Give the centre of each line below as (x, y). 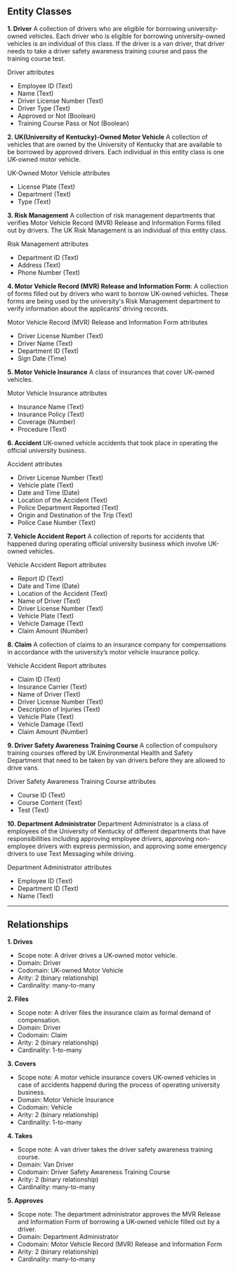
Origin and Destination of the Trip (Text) (75, 515)
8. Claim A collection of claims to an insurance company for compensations (117, 645)
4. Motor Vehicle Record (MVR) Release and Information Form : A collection (118, 286)
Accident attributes (35, 463)
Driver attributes (31, 72)
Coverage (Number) (46, 421)
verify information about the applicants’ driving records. (88, 309)
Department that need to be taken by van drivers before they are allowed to (116, 760)
